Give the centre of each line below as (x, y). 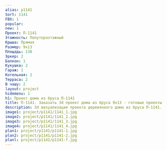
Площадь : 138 (19, 51)
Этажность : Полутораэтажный (34, 38)
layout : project (22, 89)
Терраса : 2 (16, 79)
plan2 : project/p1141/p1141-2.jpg (41, 135)
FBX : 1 (12, 19)
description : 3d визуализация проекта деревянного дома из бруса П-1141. (84, 107)
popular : (14, 24)
